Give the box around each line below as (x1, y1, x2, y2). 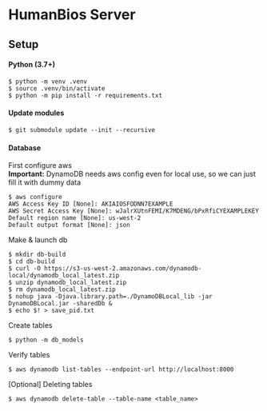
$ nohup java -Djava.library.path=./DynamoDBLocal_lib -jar (8, 293, 213, 301)
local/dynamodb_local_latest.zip (8, 272, 120, 280)
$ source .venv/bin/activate (8, 84, 106, 93)
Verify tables (8, 350, 50, 360)
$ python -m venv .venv (8, 78, 88, 86)
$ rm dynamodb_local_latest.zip (8, 285, 116, 293)
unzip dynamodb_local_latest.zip (15, 278, 127, 287)
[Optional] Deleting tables (8, 380, 93, 389)
